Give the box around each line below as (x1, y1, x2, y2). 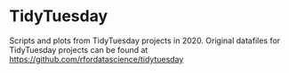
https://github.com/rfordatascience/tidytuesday (9, 54, 184, 64)
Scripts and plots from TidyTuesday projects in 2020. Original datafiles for (9, 35, 281, 46)
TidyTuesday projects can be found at (9, 44, 149, 55)
